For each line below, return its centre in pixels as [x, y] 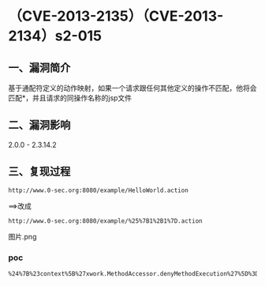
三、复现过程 [39, 172]
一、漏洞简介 [39, 68]
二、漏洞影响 [39, 125]
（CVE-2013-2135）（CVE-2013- [116, 16]
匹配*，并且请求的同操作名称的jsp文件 [70, 98]
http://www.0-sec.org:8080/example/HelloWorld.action [99, 190]
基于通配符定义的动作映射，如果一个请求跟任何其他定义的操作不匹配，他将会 [132, 88]
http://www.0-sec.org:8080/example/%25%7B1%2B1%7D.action [105, 221]
